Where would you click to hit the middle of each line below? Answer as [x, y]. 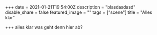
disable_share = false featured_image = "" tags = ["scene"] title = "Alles [79, 12]
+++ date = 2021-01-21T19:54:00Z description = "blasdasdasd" [70, 7]
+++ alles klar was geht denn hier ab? [44, 27]
